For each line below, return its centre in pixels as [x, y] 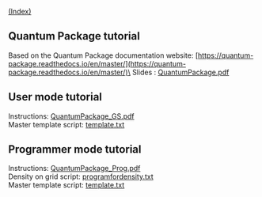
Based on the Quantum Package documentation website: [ [103, 55]
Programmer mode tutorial [75, 150]
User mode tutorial [55, 97]
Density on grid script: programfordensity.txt [81, 176]
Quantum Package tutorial [74, 36]
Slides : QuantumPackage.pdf [180, 72]
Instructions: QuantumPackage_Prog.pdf [74, 169]
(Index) [20, 11]
